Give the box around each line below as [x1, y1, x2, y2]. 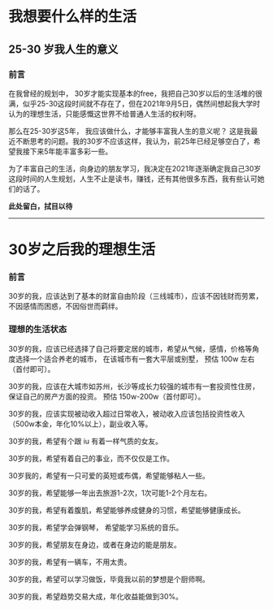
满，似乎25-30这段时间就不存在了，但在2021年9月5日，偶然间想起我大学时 [8, 98, 261, 108]
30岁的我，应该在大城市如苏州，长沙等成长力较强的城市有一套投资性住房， [8, 381, 260, 391]
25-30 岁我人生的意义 [8, 42, 119, 56]
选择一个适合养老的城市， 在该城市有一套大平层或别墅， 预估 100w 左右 [15, 354, 255, 364]
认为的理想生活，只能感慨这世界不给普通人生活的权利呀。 [8, 109, 201, 119]
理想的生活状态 [8, 324, 67, 335]
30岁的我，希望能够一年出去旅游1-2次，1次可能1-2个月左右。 [8, 488, 212, 498]
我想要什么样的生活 [8, 7, 137, 26]
